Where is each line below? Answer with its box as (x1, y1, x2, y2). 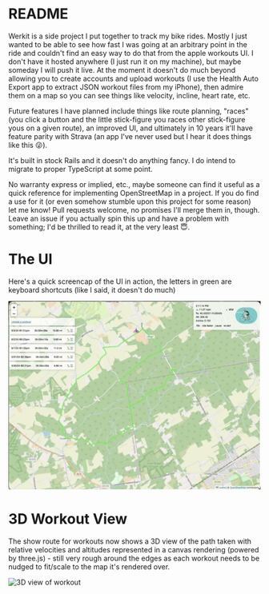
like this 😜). (8, 140, 48, 149)
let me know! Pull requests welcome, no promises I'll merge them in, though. (8, 205, 260, 214)
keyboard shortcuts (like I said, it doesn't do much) (8, 285, 176, 294)
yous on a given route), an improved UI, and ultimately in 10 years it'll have (8, 123, 254, 133)
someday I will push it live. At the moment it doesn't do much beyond (8, 65, 236, 74)
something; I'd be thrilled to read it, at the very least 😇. (8, 221, 191, 232)
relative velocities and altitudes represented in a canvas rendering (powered (8, 544, 259, 554)
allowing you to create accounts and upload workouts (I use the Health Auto (8, 74, 259, 83)
